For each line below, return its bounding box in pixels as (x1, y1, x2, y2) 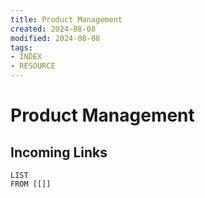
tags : (10, 42, 33, 53)
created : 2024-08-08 (10, 24, 97, 34)
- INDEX (10, 52, 43, 62)
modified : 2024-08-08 (10, 33, 101, 43)
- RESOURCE (10, 61, 56, 71)
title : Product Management (10, 14, 123, 25)
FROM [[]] (10, 179, 52, 189)
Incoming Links (10, 144, 108, 161)
